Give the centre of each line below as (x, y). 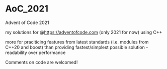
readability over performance (35, 52)
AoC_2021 (27, 9)
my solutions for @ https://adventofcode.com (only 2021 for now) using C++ (84, 32)
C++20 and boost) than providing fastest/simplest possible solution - (77, 47)
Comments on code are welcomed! (41, 62)
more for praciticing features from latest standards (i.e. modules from (77, 42)
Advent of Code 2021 (27, 22)
